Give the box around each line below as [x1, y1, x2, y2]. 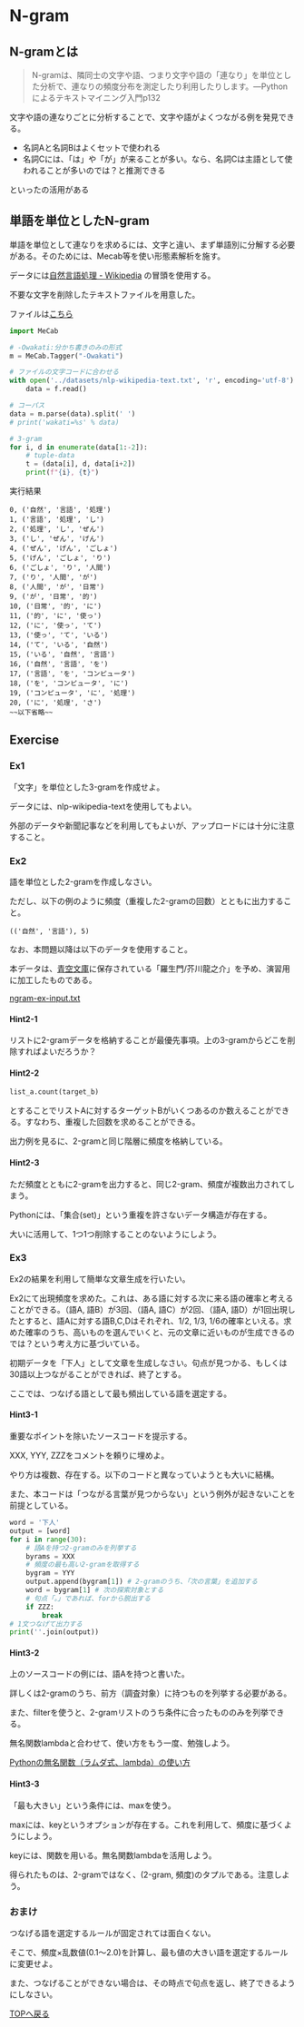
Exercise [9, 733, 60, 748]
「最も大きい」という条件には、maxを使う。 [9, 1799, 176, 1811]
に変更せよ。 [9, 1958, 57, 1969]
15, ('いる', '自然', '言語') [9, 650, 115, 659]
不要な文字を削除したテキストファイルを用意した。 [9, 289, 201, 300]
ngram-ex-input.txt [9, 993, 81, 1004]
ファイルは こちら [9, 308, 74, 319]
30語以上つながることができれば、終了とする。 [9, 1368, 187, 1380]
